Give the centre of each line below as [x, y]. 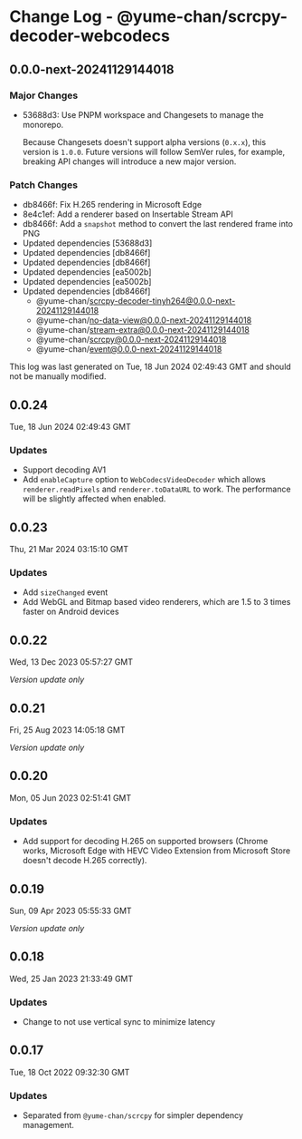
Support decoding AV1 [64, 470]
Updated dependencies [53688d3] [87, 243]
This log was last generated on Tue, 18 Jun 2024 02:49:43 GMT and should [150, 367]
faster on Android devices [71, 612]
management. [48, 1125]
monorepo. [43, 124]
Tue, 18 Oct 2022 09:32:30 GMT [70, 1072]
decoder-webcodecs [90, 36]
